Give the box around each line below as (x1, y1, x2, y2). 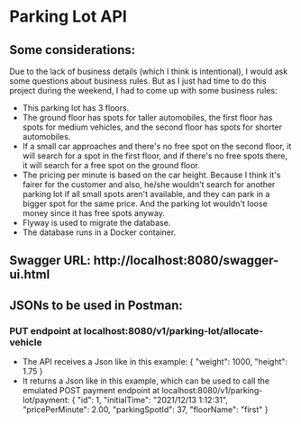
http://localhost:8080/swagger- (93, 253, 279, 268)
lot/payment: (22, 394, 70, 406)
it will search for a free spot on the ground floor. (22, 160, 201, 170)
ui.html (9, 267, 50, 283)
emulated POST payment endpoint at (22, 385, 160, 396)
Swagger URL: (9, 253, 92, 268)
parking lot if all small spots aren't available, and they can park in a (22, 189, 270, 199)
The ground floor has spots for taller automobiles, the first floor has (22, 113, 273, 122)
